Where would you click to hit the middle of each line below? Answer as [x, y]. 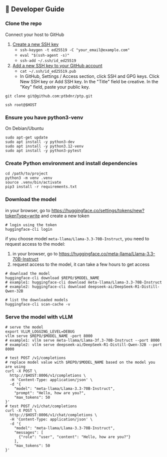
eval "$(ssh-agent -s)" [45, 55]
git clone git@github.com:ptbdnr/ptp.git [49, 96]
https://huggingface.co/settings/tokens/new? [98, 210]
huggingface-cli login [29, 229]
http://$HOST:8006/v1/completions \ [48, 375]
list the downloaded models [39, 300]
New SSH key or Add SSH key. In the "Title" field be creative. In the [89, 81]
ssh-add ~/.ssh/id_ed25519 [48, 61]
